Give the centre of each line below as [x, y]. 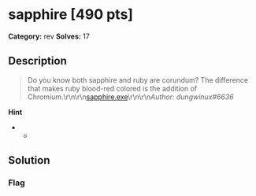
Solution [29, 160]
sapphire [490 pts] [71, 15]
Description [37, 61]
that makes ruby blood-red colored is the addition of [112, 88]
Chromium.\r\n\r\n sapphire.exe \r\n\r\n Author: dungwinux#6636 [130, 97]
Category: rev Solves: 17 [49, 36]
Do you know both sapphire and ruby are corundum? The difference [138, 80]
